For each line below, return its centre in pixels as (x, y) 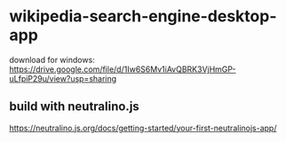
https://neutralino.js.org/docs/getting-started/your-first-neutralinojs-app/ (143, 128)
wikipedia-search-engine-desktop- (143, 16)
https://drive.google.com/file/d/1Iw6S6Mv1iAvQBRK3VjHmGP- (123, 69)
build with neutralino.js (74, 107)
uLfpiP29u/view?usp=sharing (63, 78)
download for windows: (52, 59)
